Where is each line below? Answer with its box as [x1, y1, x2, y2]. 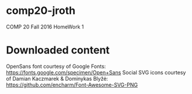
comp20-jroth [6, 4, 76, 17]
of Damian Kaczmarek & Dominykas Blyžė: [6, 75, 109, 82]
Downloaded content [6, 44, 110, 57]
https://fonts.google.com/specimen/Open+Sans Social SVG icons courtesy [6, 68, 186, 76]
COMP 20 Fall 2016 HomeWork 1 [6, 23, 84, 30]
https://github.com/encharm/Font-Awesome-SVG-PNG [6, 81, 138, 88]
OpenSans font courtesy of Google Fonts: [6, 63, 106, 70]
